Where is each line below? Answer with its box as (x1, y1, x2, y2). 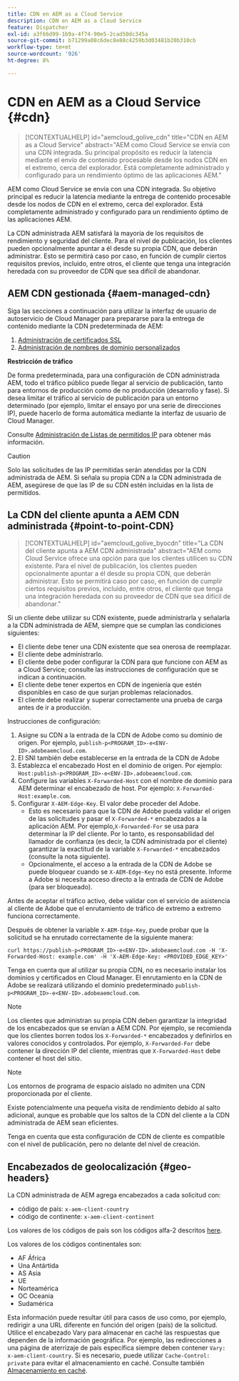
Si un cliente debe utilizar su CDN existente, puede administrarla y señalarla (7, 614, 230, 622)
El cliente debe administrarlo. (17, 650, 103, 659)
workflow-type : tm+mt (7, 44, 72, 51)
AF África (17, 1254, 46, 1262)
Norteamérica (17, 1284, 59, 1293)
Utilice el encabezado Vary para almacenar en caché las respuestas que (7, 1328, 220, 1337)
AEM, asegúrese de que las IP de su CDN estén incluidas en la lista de (7, 480, 214, 489)
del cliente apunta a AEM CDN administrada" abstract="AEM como (24, 547, 221, 555)
